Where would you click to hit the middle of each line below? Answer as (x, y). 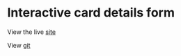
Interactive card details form (91, 13)
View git (19, 45)
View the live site (32, 32)
